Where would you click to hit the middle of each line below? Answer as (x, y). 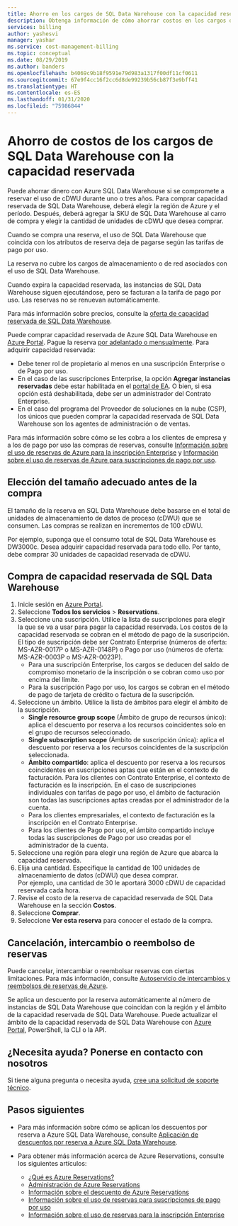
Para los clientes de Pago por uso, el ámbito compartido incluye (121, 830)
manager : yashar (31, 40)
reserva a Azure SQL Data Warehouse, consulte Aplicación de (108, 1135)
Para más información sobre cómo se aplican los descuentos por (112, 1127)
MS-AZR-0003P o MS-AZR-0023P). (70, 657)
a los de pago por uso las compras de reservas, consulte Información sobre (118, 445)
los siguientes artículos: (52, 1163)
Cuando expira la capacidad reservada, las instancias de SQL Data (104, 285)
